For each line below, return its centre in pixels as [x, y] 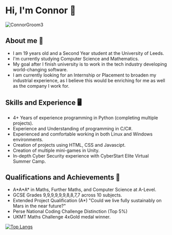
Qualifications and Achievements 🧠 [63, 177]
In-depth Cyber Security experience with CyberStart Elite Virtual [81, 155]
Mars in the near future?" [39, 206]
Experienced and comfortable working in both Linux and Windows [83, 134]
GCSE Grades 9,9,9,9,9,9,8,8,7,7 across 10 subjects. [67, 195]
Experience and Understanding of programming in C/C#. [73, 128]
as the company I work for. [41, 86]
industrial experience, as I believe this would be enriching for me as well [89, 80]
